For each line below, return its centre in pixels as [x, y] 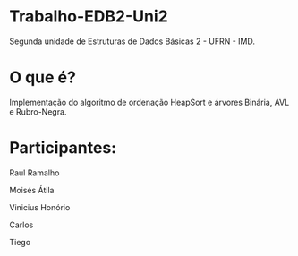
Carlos [21, 225]
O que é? [43, 77]
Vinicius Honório [40, 207]
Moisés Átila [32, 190]
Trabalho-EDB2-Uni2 [89, 17]
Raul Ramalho [34, 173]
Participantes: [63, 148]
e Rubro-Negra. [38, 111]
